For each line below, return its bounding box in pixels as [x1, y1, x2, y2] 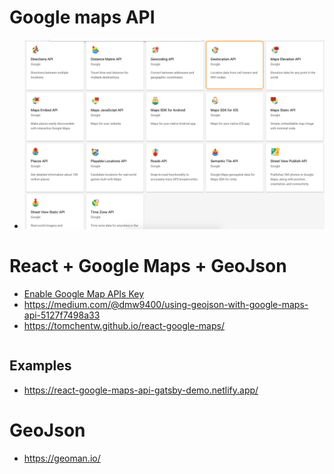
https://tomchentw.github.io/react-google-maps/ [23, 319, 225, 331]
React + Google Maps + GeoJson [9, 255, 287, 278]
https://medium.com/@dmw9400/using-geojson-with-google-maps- [23, 298, 309, 310]
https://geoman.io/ [23, 452, 101, 464]
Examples [9, 357, 72, 375]
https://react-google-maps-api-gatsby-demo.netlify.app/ [23, 384, 259, 396]
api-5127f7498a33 [23, 309, 101, 321]
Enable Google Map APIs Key [23, 287, 145, 300]
